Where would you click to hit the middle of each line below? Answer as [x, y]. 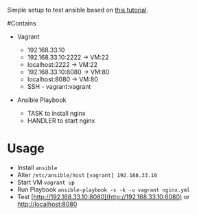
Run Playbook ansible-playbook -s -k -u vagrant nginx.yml [104, 190]
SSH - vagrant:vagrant [59, 86]
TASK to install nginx [56, 113]
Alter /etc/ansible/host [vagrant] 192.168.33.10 [87, 174]
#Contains [22, 23]
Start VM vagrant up [46, 182]
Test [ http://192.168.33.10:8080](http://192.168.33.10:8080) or [103, 196]
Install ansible [37, 167]
